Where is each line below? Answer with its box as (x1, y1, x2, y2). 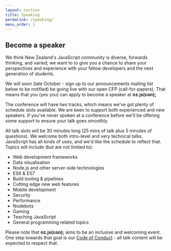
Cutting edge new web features (12, 181, 79, 187)
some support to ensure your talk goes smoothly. (5, 118, 109, 124)
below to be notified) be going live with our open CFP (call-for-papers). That (5, 86, 166, 92)
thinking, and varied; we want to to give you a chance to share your (5, 60, 147, 66)
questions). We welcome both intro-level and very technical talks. (5, 133, 143, 139)
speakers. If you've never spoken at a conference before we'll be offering (5, 112, 160, 118)
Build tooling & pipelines (12, 176, 64, 182)
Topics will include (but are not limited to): (5, 144, 93, 150)
